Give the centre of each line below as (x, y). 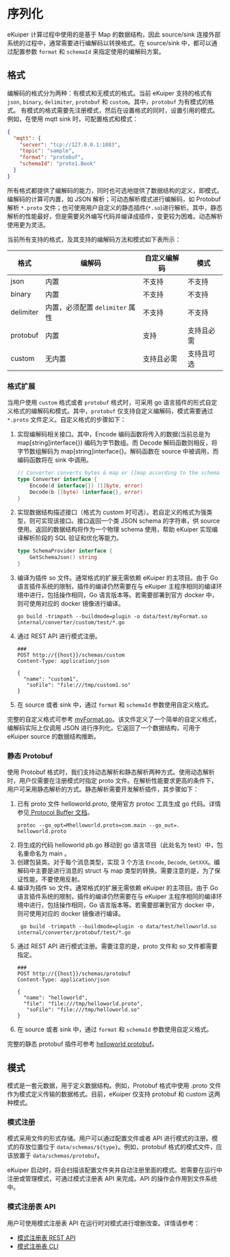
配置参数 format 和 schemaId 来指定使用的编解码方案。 (89, 51)
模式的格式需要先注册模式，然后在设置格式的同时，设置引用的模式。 (123, 110)
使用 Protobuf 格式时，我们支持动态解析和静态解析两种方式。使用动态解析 (111, 772)
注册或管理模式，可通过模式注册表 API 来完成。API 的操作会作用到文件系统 (112, 1179)
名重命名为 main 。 (43, 854)
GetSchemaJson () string (63, 557)
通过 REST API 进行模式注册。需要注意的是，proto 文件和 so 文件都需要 (117, 946)
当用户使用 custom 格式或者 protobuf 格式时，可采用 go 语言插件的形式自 (109, 403)
